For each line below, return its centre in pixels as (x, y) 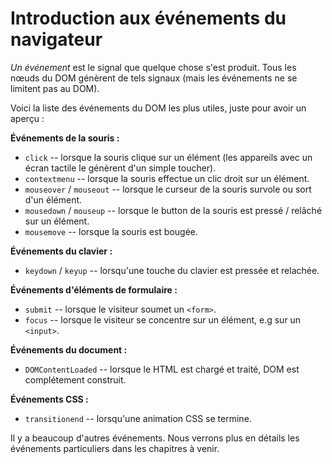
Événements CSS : (49, 399)
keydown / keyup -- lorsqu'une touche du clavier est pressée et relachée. (172, 270)
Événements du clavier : (61, 251)
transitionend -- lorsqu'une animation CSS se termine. (138, 418)
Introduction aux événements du (148, 18)
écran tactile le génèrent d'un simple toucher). (120, 168)
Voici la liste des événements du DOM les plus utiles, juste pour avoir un (158, 108)
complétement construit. (75, 379)
